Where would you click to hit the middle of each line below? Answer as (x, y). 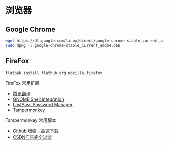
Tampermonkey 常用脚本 (31, 120)
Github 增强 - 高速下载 (35, 131)
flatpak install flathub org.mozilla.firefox (54, 73)
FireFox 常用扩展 (22, 83)
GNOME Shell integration (38, 99)
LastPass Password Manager (43, 105)
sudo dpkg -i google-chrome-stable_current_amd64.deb (63, 45)
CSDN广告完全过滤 (32, 137)
